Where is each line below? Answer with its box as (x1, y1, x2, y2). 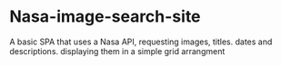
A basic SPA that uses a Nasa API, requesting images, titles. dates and (9, 36, 273, 47)
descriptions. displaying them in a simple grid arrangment (9, 45, 226, 56)
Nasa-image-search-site (9, 6, 202, 27)
